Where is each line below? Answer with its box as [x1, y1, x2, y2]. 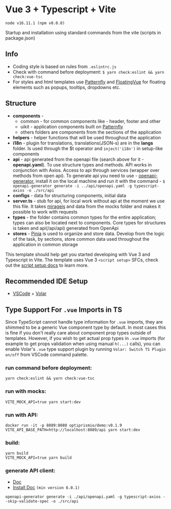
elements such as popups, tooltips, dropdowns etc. [12, 84, 121, 90]
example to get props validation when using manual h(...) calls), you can [5, 341, 161, 347]
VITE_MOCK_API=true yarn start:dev [5, 399, 81, 405]
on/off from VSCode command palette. [5, 352, 88, 358]
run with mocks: [5, 388, 47, 395]
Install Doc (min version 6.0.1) [12, 484, 80, 490]
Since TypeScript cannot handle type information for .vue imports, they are [5, 319, 163, 325]
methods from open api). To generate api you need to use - [12, 173, 138, 179]
